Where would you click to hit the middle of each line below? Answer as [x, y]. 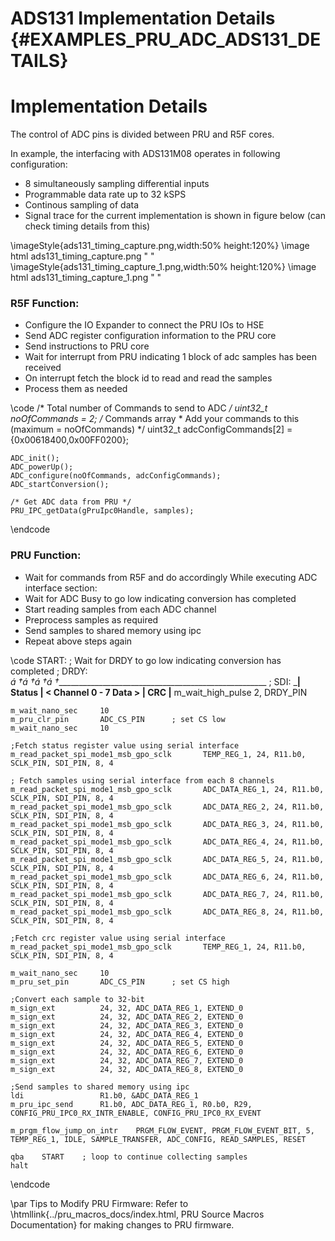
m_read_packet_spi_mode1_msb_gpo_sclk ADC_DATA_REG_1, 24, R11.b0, [167, 789]
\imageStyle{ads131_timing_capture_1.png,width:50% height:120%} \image [163, 267]
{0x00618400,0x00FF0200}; [70, 440]
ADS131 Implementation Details [143, 18]
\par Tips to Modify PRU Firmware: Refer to [99, 1203]
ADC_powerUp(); [42, 467]
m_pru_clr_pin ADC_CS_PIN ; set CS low [118, 719]
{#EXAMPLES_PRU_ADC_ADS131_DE [166, 39]
